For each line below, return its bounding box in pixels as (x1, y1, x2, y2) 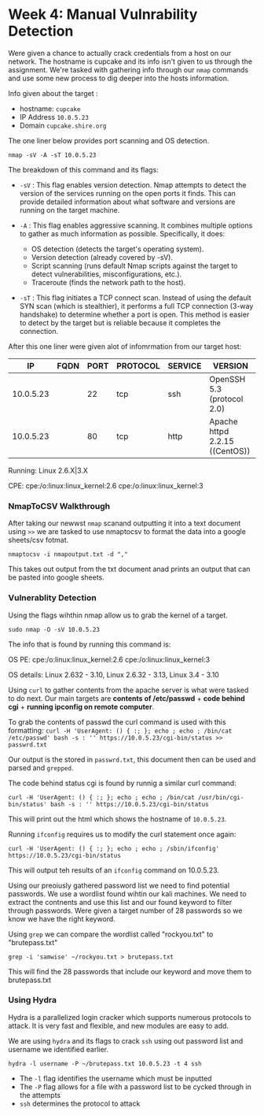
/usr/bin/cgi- (197, 793, 244, 801)
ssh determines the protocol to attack (19, 1099, 141, 1108)
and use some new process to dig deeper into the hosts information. (8, 73, 229, 83)
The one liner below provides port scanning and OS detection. (8, 135, 210, 145)
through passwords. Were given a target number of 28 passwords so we (8, 906, 243, 915)
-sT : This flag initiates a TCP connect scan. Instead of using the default (19, 293, 251, 302)
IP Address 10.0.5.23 (19, 112, 89, 121)
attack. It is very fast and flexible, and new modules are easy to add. (8, 1021, 229, 1030)
